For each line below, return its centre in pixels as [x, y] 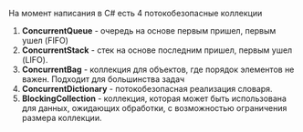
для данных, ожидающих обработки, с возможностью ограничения [154, 108]
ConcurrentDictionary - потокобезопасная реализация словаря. [147, 89]
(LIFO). [35, 60]
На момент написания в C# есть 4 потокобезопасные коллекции [136, 13]
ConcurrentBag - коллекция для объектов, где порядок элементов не [158, 69]
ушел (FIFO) [45, 41]
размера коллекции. [62, 118]
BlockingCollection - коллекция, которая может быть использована [154, 98]
